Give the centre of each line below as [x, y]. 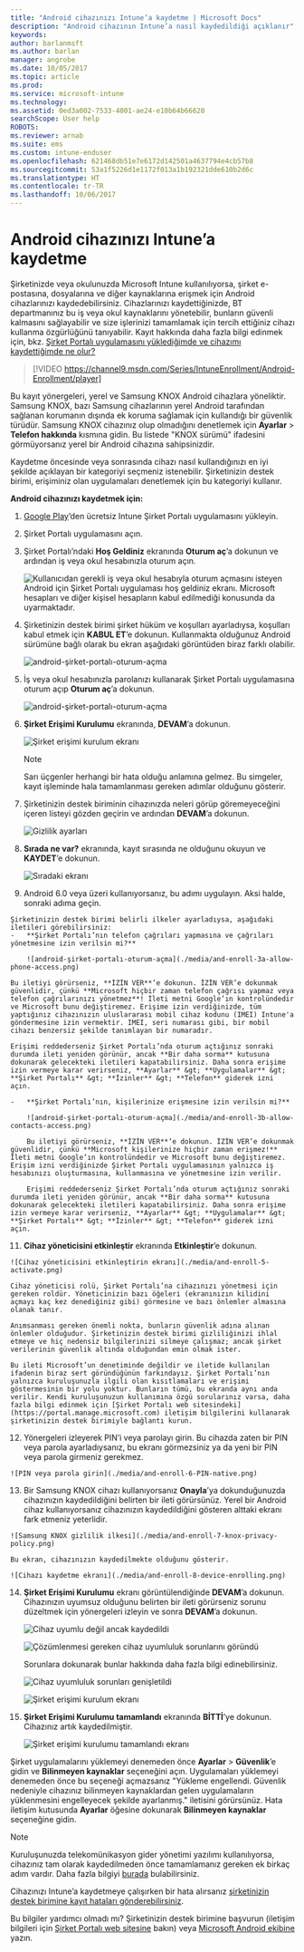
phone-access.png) [45, 967]
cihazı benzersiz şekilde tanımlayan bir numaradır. [112, 1030]
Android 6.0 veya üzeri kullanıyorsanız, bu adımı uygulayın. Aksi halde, [154, 893]
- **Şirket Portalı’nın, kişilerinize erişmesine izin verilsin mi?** [150, 1102]
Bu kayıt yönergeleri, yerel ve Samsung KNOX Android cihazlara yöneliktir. [148, 396]
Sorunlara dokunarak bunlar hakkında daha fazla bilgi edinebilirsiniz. [151, 1664]
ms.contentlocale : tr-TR [57, 187]
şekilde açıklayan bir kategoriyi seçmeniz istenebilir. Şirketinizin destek [142, 471]
